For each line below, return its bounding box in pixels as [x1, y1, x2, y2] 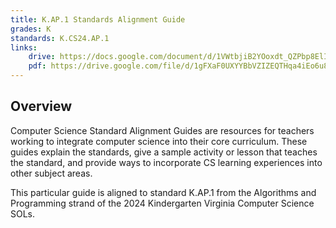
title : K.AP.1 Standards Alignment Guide [10, 14, 186, 25]
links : [10, 42, 38, 53]
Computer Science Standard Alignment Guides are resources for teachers [10, 124, 315, 136]
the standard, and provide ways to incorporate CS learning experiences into [10, 156, 323, 168]
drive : [28, 52, 56, 62]
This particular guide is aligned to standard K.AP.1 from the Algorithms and [10, 186, 317, 198]
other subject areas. [10, 167, 93, 179]
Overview [10, 98, 73, 115]
